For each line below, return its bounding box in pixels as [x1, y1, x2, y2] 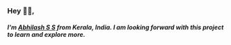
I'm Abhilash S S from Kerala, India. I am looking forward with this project [7, 23, 224, 31]
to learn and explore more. [7, 30, 86, 38]
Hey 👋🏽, [7, 6, 35, 16]
